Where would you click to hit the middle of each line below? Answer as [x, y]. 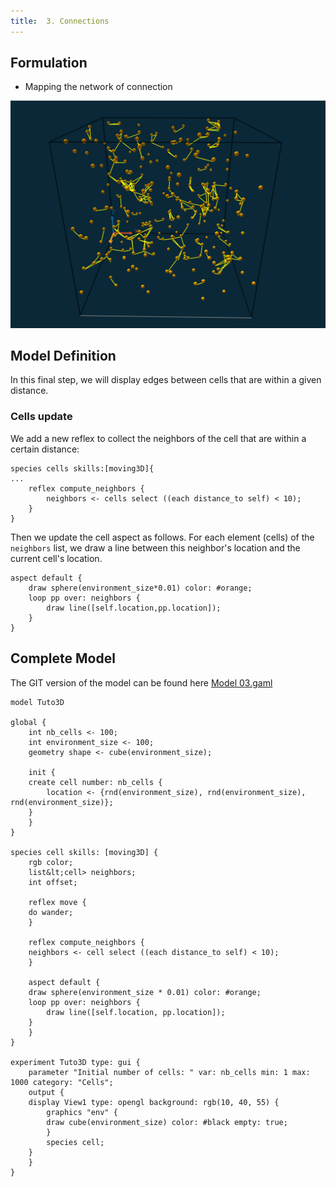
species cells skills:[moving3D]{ [82, 468]
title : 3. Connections [60, 21]
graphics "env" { [82, 1112]
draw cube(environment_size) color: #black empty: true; [167, 1122]
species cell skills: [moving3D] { [84, 852]
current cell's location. [56, 558]
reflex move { [57, 902]
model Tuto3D [37, 702]
